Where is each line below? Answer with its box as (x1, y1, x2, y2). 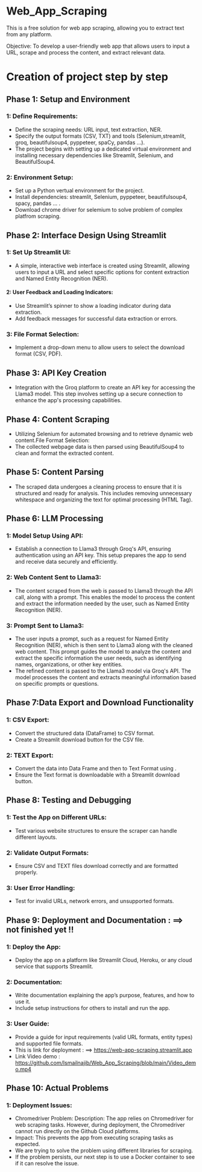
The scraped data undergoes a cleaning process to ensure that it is (14, 483, 182, 490)
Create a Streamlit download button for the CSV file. (14, 736, 145, 743)
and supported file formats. (14, 1040, 83, 1047)
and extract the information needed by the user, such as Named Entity (14, 600, 190, 607)
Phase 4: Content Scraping (6, 414, 110, 425)
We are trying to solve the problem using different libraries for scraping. (14, 1147, 193, 1154)
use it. (14, 998, 31, 1005)
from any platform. (6, 30, 52, 37)
